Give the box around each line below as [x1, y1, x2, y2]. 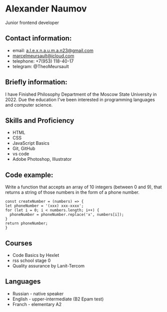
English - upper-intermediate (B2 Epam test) [12, 296, 104, 302]
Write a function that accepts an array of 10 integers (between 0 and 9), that [5, 184, 162, 190]
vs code [12, 151, 29, 157]
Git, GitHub [12, 146, 35, 152]
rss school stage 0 [12, 257, 51, 263]
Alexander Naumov [5, 3, 87, 15]
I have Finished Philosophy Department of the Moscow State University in [5, 91, 157, 97]
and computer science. [5, 102, 53, 108]
